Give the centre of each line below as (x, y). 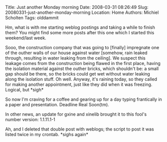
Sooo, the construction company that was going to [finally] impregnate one (82, 47)
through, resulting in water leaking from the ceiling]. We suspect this (75, 58)
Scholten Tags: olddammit (32, 18)
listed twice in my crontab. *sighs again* (47, 134)
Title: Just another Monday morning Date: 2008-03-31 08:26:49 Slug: (77, 7)
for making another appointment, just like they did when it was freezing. (79, 84)
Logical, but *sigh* (24, 90)
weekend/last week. (26, 38)
